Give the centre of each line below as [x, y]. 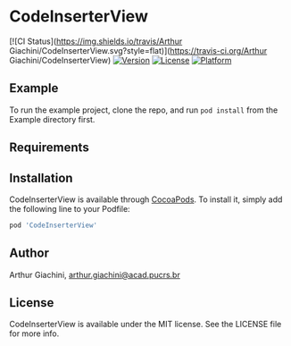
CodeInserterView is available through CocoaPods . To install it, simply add [146, 199]
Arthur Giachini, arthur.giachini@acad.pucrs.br [95, 274]
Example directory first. [52, 119]
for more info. [34, 333]
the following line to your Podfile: [70, 208]
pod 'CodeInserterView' [54, 225]
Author [29, 253]
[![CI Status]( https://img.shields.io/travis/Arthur [96, 41]
